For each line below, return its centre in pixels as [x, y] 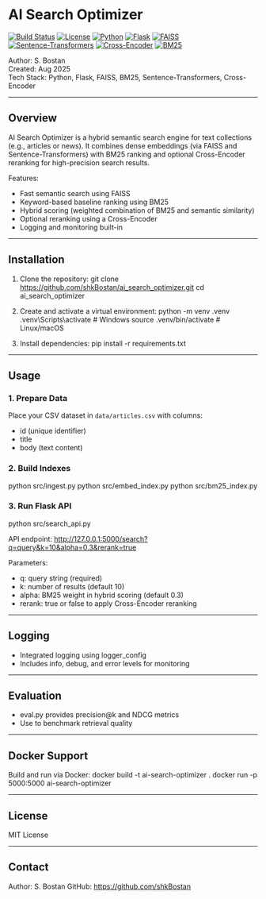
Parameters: [28, 562]
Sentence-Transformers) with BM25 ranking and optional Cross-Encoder [127, 154]
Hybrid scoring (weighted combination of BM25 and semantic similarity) [137, 210]
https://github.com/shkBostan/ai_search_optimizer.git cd [112, 287]
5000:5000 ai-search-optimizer [60, 783]
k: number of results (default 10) [72, 586]
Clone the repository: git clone [69, 279]
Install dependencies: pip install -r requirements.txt [103, 343]
